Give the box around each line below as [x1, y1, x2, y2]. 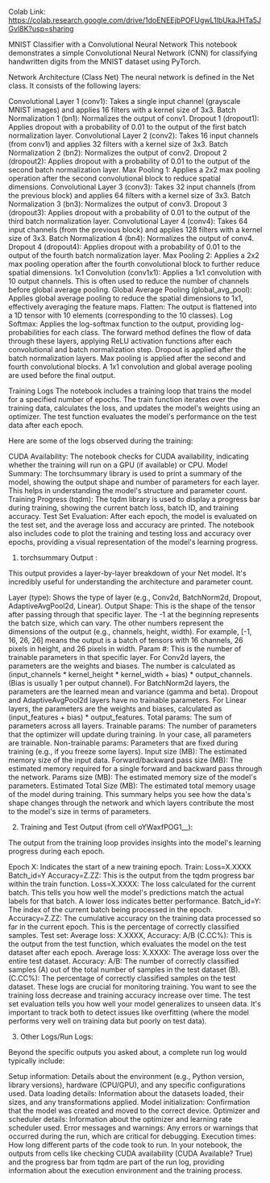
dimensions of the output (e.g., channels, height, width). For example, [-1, [8, 627, 252, 636]
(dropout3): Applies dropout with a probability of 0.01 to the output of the [8, 208, 251, 217]
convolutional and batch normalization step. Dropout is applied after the [8, 345, 247, 354]
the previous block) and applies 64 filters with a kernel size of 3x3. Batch [8, 191, 251, 200]
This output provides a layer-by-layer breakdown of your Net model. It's [8, 568, 247, 578]
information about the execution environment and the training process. [8, 1166, 243, 1175]
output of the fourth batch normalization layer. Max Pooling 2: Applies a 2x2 [8, 251, 260, 260]
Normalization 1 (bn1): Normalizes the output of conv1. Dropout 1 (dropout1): [8, 114, 260, 123]
